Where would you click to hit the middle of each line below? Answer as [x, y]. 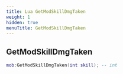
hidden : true [22, 22]
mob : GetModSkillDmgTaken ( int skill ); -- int [62, 65]
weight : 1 [18, 17]
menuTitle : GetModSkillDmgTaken [46, 28]
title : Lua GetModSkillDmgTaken [46, 11]
